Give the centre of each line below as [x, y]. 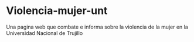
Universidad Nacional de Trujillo [45, 33]
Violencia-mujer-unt [57, 11]
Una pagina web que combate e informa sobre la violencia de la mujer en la [97, 27]
